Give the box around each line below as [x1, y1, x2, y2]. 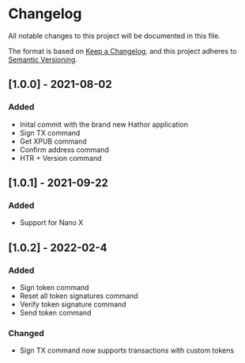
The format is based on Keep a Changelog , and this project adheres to [8, 46, 237, 55]
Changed [8, 327, 45, 338]
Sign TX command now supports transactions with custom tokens [19, 346, 235, 355]
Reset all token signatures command [19, 291, 138, 300]
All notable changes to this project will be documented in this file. [8, 31, 221, 40]
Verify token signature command [19, 300, 126, 309]
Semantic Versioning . [8, 55, 77, 64]
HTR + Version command [19, 153, 102, 162]
